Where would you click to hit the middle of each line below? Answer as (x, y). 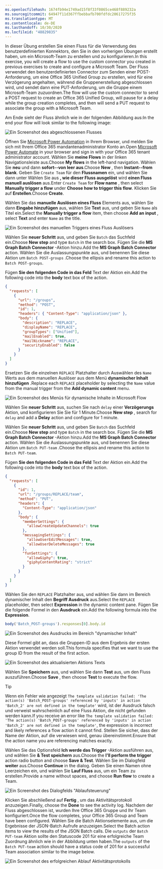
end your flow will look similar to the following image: (58, 123)
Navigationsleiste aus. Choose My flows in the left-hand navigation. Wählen (80, 162)
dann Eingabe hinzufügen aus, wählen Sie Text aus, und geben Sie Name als (81, 208)
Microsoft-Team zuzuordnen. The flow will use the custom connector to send (82, 92)
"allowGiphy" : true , (47, 558)
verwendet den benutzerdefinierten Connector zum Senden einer (71, 72)
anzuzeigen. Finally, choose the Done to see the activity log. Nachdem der (79, 805)
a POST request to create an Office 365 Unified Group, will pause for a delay (82, 98)
